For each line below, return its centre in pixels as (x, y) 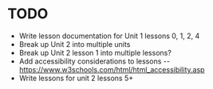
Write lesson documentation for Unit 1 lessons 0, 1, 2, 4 (109, 36)
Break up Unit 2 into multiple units (75, 44)
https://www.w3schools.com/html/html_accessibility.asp (112, 69)
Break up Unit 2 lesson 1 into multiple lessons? (95, 52)
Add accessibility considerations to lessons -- (95, 61)
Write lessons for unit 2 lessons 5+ (76, 78)
